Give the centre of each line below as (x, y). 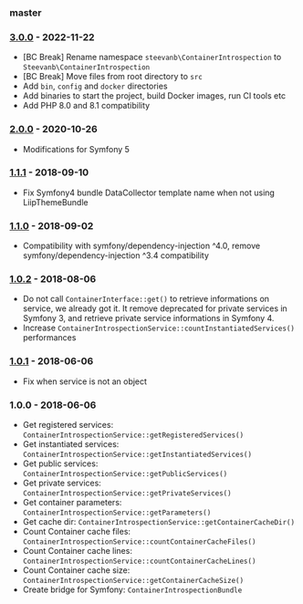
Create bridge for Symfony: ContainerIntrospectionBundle (132, 589)
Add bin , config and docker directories (95, 86)
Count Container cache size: (76, 570)
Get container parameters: (72, 502)
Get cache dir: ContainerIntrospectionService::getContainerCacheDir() (158, 521)
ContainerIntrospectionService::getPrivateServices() (127, 494)
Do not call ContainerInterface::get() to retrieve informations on (146, 299)
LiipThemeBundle (55, 202)
